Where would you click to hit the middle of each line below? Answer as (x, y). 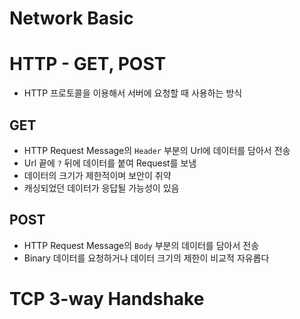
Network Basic (71, 18)
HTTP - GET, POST (88, 64)
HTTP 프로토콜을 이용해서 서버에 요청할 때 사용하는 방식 (133, 93)
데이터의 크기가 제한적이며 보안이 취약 (97, 175)
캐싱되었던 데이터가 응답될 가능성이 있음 (101, 188)
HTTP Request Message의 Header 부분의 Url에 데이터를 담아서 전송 (157, 150)
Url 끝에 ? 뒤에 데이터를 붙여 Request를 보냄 (110, 163)
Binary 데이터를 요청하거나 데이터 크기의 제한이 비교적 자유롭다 (146, 258)
